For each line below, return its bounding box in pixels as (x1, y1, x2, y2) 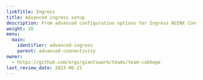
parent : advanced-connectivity (17, 48, 96, 54)
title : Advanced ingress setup (6, 14, 85, 20)
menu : (6, 31, 20, 37)
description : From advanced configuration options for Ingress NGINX (6, 20, 185, 26)
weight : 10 (6, 25, 34, 32)
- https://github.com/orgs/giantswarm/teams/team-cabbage (11, 59, 161, 65)
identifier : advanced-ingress (17, 43, 94, 49)
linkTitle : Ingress (6, 8, 56, 15)
